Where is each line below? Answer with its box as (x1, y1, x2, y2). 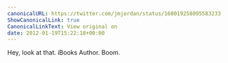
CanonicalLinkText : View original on (7, 23, 118, 30)
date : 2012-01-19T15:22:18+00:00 (7, 29, 105, 37)
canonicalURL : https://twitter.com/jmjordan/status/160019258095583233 (7, 10, 221, 17)
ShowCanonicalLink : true (7, 17, 80, 24)
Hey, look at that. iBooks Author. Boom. (7, 48, 121, 57)
